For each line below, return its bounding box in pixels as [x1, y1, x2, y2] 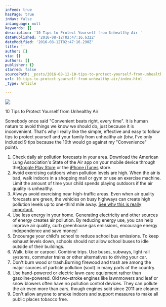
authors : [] [5, 58, 30, 63]
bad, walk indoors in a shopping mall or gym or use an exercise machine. [12, 175, 161, 181]
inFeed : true [5, 7, 32, 12]
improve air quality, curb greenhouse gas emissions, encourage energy [12, 222, 158, 228]
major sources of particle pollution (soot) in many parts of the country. [12, 264, 156, 270]
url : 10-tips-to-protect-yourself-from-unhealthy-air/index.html [5, 76, 142, 81]
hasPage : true [5, 12, 35, 17]
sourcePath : [5, 72, 30, 77]
